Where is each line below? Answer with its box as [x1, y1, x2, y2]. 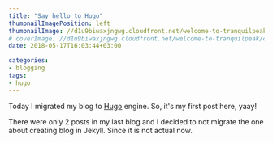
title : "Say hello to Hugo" [8, 11, 104, 20]
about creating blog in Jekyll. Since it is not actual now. [8, 125, 193, 135]
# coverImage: [8, 34, 57, 43]
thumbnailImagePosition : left [8, 19, 111, 27]
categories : [8, 57, 49, 65]
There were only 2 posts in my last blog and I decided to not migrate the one [8, 116, 264, 126]
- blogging [8, 64, 45, 73]
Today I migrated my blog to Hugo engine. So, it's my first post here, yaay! [8, 101, 258, 111]
